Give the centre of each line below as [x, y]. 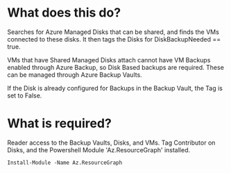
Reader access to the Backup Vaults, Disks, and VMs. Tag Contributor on [111, 143]
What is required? [60, 124]
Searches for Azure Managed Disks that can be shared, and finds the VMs [113, 32]
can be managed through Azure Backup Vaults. [75, 75]
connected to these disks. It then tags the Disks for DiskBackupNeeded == [114, 39]
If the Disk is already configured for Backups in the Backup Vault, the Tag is [115, 88]
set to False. [25, 95]
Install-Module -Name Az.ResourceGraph [65, 163]
